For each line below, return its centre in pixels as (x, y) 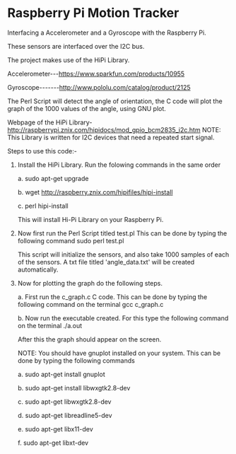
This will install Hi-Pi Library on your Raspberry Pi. (90, 219)
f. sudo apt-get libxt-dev (53, 443)
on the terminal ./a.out (50, 325)
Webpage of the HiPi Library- (50, 122)
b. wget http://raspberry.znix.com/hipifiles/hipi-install (95, 192)
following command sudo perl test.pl (71, 240)
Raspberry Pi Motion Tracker (93, 13)
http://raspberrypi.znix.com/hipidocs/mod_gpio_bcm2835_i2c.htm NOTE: (114, 129)
